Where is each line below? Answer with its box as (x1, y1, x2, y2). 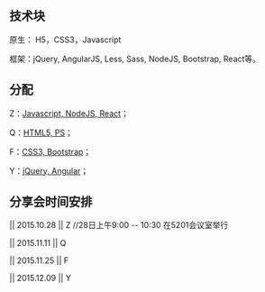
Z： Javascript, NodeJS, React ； (9, 107, 129, 119)
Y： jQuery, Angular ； (9, 165, 89, 176)
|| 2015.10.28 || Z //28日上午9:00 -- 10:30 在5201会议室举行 (9, 220, 229, 231)
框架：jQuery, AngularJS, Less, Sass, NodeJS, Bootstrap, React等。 (9, 53, 261, 64)
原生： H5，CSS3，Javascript (9, 34, 122, 45)
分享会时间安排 (9, 195, 93, 210)
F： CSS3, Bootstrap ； (9, 146, 92, 157)
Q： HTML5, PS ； (9, 127, 74, 138)
